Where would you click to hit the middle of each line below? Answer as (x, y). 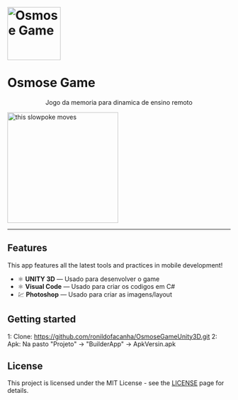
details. (18, 391)
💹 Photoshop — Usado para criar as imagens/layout (95, 294)
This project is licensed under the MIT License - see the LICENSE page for (116, 383)
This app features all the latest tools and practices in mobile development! (115, 265)
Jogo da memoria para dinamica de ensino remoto (119, 102)
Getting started (42, 320)
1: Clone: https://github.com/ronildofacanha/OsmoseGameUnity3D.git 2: (112, 336)
